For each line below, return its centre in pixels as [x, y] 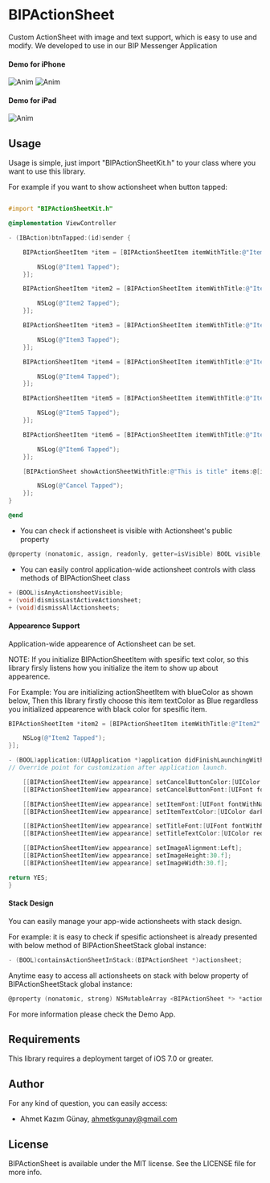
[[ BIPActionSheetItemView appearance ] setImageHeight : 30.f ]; [127, 856]
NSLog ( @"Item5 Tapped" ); [79, 413]
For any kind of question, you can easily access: [88, 1103]
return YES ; [28, 877]
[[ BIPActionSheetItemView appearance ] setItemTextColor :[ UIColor [135, 811]
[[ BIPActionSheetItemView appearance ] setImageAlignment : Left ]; [133, 848]
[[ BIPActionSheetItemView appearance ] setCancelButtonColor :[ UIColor [142, 782]
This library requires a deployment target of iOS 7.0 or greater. [111, 1058]
